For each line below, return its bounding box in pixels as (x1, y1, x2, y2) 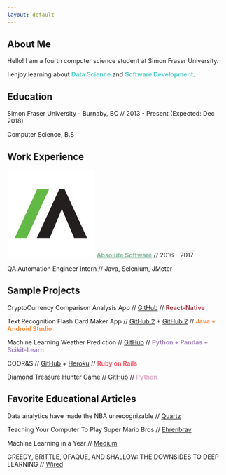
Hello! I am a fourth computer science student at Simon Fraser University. (7, 57, 219, 65)
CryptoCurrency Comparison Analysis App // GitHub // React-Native (7, 303, 205, 312)
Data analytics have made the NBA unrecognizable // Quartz (7, 411, 181, 420)
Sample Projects (7, 285, 80, 297)
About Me (7, 39, 51, 51)
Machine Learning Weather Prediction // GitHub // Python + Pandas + (7, 337, 209, 347)
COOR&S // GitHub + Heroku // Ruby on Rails (7, 359, 138, 368)
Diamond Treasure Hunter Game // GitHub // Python (7, 373, 158, 381)
